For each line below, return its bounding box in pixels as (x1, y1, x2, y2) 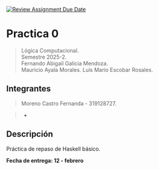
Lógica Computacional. (21, 47, 79, 54)
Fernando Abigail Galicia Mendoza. (21, 59, 108, 67)
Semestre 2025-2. (21, 53, 67, 60)
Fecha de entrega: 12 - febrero (6, 157, 83, 164)
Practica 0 (6, 27, 59, 41)
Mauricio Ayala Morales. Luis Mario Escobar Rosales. (21, 66, 153, 73)
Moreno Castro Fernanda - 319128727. (21, 100, 117, 107)
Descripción (6, 129, 53, 139)
